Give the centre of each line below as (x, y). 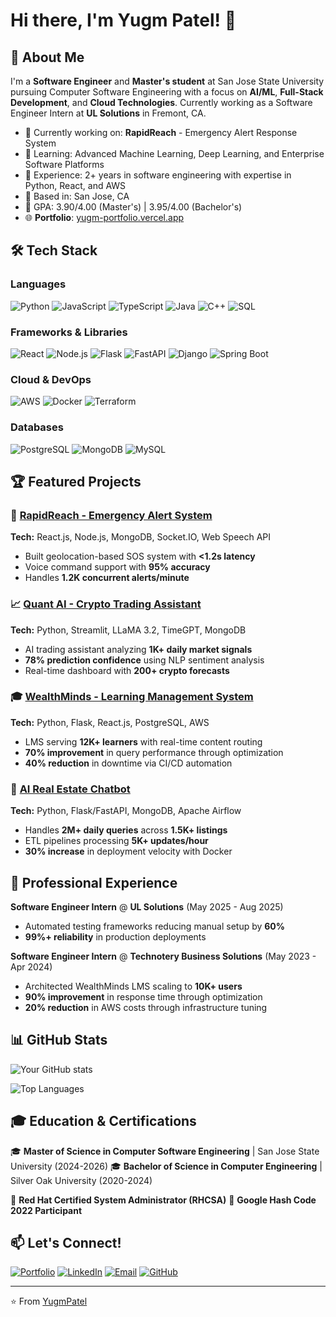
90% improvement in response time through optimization (143, 996)
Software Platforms (64, 164)
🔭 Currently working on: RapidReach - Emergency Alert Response (161, 132)
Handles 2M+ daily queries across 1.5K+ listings (126, 830)
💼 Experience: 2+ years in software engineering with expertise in (158, 175)
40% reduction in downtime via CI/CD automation (128, 763)
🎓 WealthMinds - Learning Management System (132, 697)
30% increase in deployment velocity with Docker (128, 851)
